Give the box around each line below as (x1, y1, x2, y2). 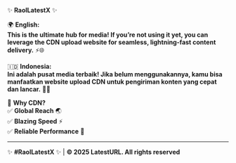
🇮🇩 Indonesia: (7, 63, 52, 70)
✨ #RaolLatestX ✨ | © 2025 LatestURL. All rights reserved (7, 148, 181, 156)
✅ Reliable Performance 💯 (7, 127, 85, 136)
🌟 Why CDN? (7, 98, 46, 107)
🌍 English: (7, 20, 40, 29)
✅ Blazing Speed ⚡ (7, 117, 63, 125)
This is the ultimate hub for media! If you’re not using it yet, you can (7, 31, 209, 39)
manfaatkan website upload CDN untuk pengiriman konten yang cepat (7, 77, 217, 86)
